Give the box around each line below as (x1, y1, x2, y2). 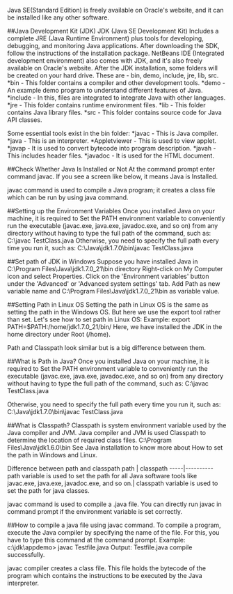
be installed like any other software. (7, 13, 110, 22)
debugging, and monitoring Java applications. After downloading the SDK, (7, 42, 220, 49)
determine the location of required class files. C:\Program (7, 436, 172, 444)
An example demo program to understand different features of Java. (7, 86, 203, 94)
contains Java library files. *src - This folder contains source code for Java (7, 108, 223, 116)
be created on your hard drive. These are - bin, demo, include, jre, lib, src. (7, 71, 219, 79)
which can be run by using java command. (7, 193, 129, 201)
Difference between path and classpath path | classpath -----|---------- (7, 464, 214, 473)
